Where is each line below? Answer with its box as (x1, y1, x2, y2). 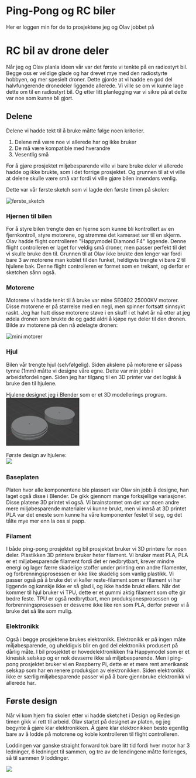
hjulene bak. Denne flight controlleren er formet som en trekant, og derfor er (6, 262, 190, 269)
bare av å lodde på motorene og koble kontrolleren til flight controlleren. (6, 731, 180, 738)
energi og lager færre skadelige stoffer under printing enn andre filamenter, (6, 564, 188, 571)
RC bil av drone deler (6, 44, 109, 57)
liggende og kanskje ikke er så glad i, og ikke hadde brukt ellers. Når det (6, 583, 180, 590)
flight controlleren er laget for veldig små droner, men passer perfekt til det (6, 244, 186, 251)
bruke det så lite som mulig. (6, 608, 73, 615)
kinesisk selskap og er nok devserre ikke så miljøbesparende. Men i (6, 654, 169, 661)
